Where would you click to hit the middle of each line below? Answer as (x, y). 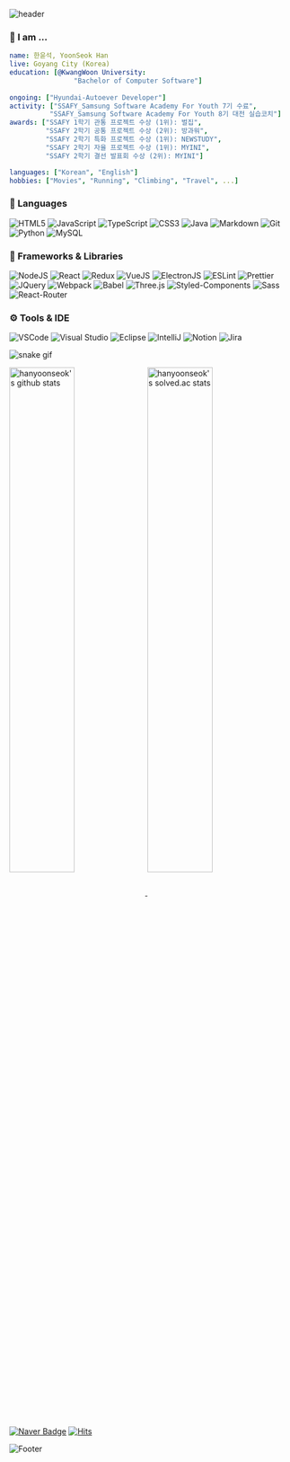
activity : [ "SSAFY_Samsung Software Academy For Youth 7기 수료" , (133, 106)
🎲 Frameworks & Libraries (66, 256)
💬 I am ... (28, 37)
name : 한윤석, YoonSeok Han (59, 56)
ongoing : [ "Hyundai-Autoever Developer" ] (88, 97)
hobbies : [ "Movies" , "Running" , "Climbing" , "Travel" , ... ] (124, 181)
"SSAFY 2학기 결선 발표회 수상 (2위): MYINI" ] (124, 156)
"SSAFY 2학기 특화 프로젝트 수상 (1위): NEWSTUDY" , (134, 139)
